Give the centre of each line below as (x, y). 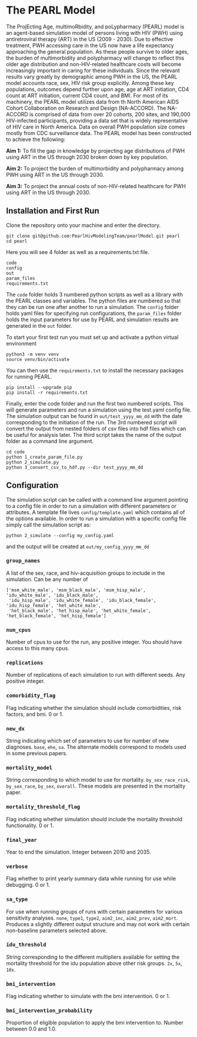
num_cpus (19, 630)
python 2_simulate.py (33, 462)
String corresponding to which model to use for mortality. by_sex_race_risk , (98, 780)
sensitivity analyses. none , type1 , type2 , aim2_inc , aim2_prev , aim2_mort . (92, 918)
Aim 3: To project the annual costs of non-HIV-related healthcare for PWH (96, 186)
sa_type (17, 899)
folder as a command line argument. (50, 441)
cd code (16, 452)
